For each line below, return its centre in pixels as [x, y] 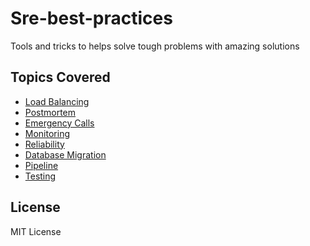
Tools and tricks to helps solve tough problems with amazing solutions [155, 46]
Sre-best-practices [91, 18]
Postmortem [50, 112]
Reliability [44, 144]
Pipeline [41, 165]
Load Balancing [57, 101]
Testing [40, 176]
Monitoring [47, 133]
